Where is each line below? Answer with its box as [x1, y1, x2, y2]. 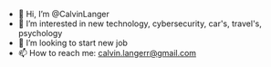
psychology [17, 28, 63, 38]
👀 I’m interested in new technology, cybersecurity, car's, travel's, [17, 18, 262, 29]
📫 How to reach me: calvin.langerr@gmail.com [17, 48, 197, 58]
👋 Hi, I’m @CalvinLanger [17, 9, 109, 19]
